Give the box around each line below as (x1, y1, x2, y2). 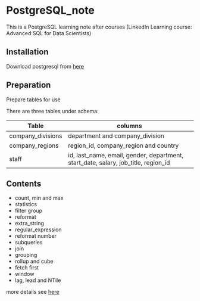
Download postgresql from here (6, 63, 85, 70)
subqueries (14, 239, 43, 246)
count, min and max (14, 194, 64, 201)
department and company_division (68, 132, 165, 140)
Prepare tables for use (6, 96, 61, 103)
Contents (6, 178, 42, 188)
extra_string (14, 220, 45, 227)
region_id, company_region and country (68, 141, 179, 150)
